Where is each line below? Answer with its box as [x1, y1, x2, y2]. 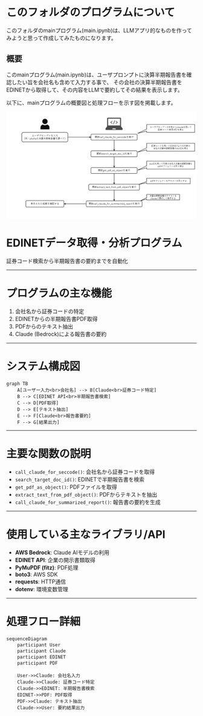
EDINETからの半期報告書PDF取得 [14, 316, 98, 323]
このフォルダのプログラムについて [6, 5, 175, 19]
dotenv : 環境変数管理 [14, 585, 68, 592]
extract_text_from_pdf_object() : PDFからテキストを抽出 [14, 491, 158, 498]
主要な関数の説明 [6, 447, 92, 461]
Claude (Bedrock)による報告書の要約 [14, 331, 107, 338]
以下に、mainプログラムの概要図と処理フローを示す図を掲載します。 [6, 99, 176, 106]
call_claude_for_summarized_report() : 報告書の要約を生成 [14, 499, 161, 506]
